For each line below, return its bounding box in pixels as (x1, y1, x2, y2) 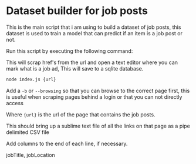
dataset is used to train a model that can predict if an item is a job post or (6, 29, 183, 36)
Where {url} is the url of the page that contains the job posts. (6, 111, 156, 118)
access (6, 99, 23, 106)
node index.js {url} (6, 76, 57, 82)
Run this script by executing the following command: (6, 47, 133, 54)
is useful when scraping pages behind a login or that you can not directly (6, 93, 183, 101)
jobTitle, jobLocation (6, 151, 56, 158)
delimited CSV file (6, 128, 50, 136)
